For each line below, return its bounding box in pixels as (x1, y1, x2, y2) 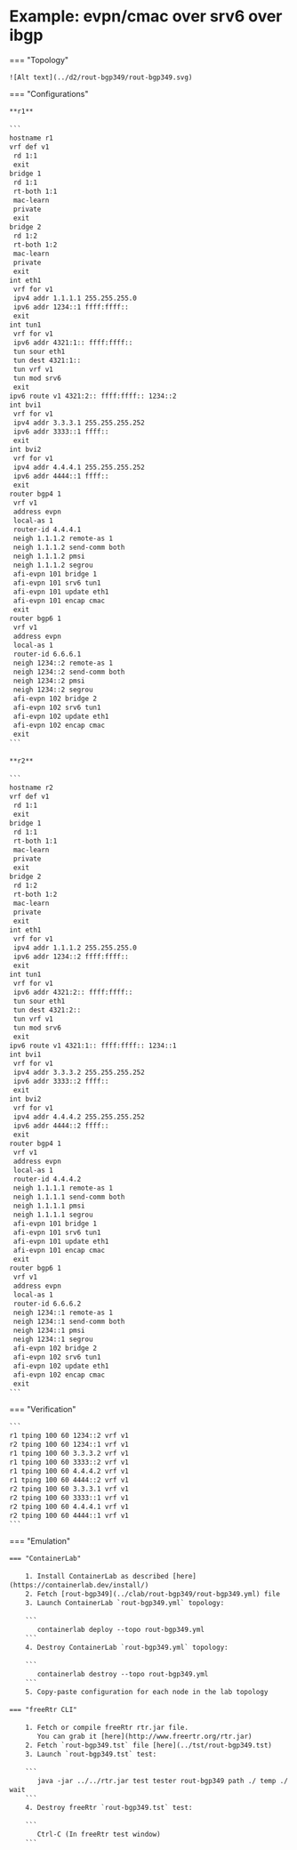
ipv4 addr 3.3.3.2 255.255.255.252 (12, 1068, 145, 1077)
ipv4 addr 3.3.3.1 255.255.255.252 (12, 418, 145, 427)
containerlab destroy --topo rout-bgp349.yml (36, 1669, 209, 1678)
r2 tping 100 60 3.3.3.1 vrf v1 (9, 1484, 129, 1493)
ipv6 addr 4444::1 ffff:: (12, 472, 109, 481)
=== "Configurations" (9, 88, 89, 99)
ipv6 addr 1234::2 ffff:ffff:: (12, 952, 129, 961)
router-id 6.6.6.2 (12, 1299, 82, 1308)
